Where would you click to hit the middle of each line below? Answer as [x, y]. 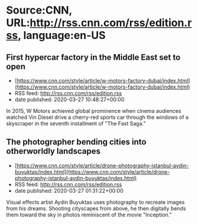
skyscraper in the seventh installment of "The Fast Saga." [76, 124]
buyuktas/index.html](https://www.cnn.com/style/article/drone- [92, 171]
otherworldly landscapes [53, 151]
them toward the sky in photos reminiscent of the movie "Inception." [89, 215]
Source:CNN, [39, 10]
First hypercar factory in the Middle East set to [93, 57]
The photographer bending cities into [76, 142]
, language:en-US [61, 35]
